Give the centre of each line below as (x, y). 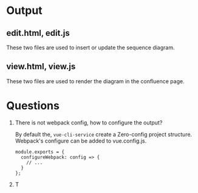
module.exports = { (40, 152)
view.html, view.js (41, 66)
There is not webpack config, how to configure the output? (89, 123)
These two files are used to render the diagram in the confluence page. (95, 81)
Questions (33, 106)
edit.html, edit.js (38, 33)
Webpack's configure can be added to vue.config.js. (81, 141)
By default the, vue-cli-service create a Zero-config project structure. (104, 134)
